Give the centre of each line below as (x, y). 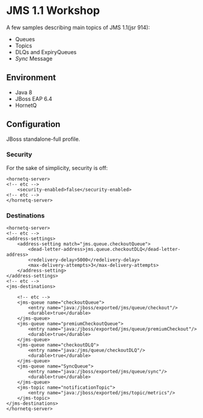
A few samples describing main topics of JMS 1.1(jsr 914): (78, 27)
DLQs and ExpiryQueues (46, 52)
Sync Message (34, 58)
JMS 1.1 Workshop (53, 11)
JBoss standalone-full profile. (43, 139)
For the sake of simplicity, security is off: (57, 168)
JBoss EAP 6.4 (34, 98)
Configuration (33, 124)
